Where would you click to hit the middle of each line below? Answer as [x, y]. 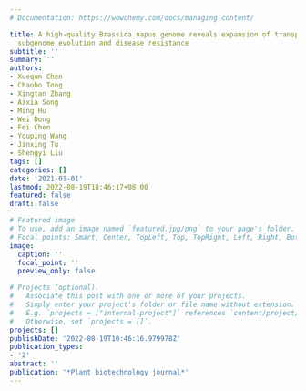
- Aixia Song [34, 102]
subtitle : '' [34, 51]
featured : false [40, 195]
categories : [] [38, 170]
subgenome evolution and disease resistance [103, 43]
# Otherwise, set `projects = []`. [81, 321]
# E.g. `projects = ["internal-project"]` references [117, 313]
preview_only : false [56, 271]
